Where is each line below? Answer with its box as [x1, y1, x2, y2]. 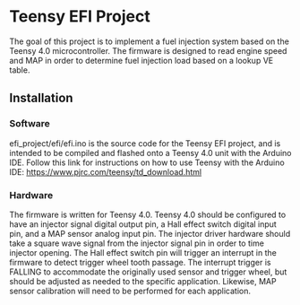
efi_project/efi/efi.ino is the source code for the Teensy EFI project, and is [9, 137, 281, 149]
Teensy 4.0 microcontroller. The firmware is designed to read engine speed [9, 45, 287, 56]
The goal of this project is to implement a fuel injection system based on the [9, 36, 289, 47]
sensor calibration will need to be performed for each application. [9, 285, 252, 296]
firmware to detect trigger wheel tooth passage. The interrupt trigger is [9, 257, 271, 267]
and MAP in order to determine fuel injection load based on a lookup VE [9, 55, 274, 65]
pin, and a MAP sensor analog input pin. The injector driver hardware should [9, 228, 291, 239]
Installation [9, 91, 73, 106]
